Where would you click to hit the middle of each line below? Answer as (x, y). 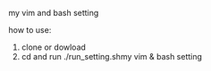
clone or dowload (54, 47)
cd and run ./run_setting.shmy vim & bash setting (112, 56)
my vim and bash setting (54, 13)
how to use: (30, 30)
